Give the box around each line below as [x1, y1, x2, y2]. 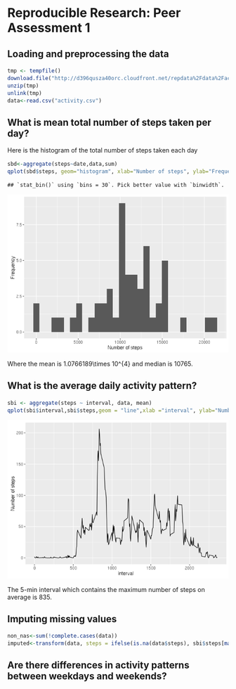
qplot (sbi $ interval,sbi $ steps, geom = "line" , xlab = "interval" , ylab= [7, 406, 216, 414]
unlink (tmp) [7, 89, 42, 96]
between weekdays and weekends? [7, 670, 167, 683]
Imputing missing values [7, 613, 117, 625]
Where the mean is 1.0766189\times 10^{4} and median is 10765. [7, 359, 193, 368]
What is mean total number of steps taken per [7, 116, 212, 128]
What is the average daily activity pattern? [7, 380, 197, 392]
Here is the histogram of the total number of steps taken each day [7, 146, 198, 155]
